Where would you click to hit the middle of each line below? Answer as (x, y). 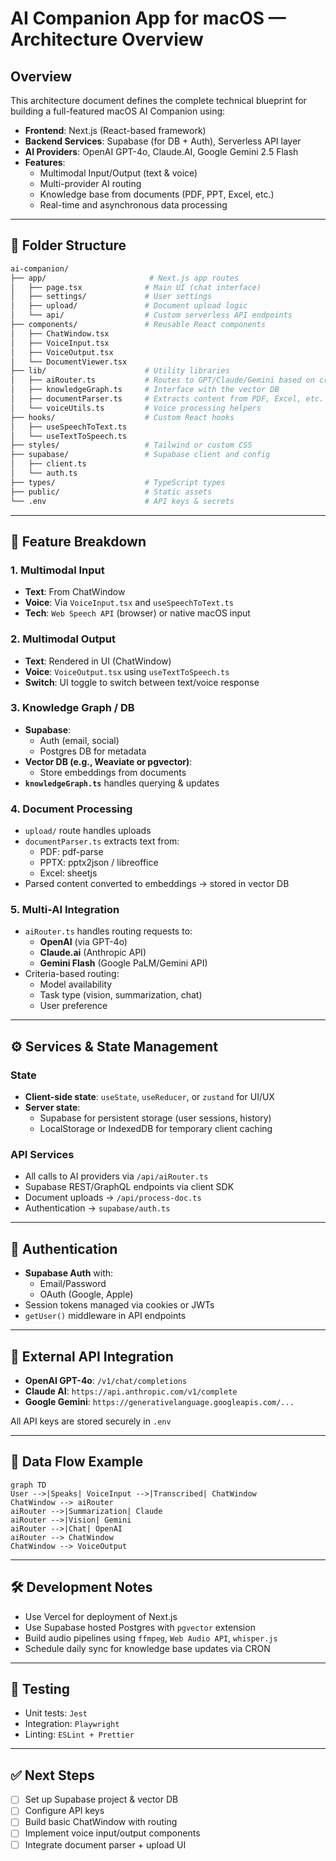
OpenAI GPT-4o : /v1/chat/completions (106, 1381)
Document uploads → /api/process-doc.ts (113, 1198)
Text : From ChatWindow (75, 592)
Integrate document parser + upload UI (105, 1844)
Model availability (76, 984)
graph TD (28, 1485)
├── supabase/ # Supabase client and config (140, 455)
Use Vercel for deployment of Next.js (101, 1616)
